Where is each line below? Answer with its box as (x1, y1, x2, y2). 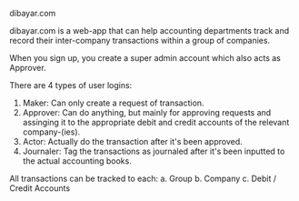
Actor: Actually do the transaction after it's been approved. (22, 136, 243, 146)
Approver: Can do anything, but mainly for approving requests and (22, 107, 272, 117)
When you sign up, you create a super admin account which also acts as (9, 53, 282, 63)
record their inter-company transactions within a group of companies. (9, 35, 271, 45)
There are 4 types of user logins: (9, 80, 133, 90)
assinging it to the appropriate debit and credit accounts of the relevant (22, 117, 290, 127)
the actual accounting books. (22, 156, 132, 166)
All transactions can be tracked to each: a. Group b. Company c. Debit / (9, 173, 277, 184)
